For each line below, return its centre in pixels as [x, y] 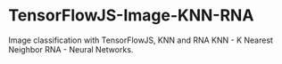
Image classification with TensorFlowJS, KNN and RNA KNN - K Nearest [141, 40]
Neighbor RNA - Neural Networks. [71, 49]
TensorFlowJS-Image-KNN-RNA [131, 16]
